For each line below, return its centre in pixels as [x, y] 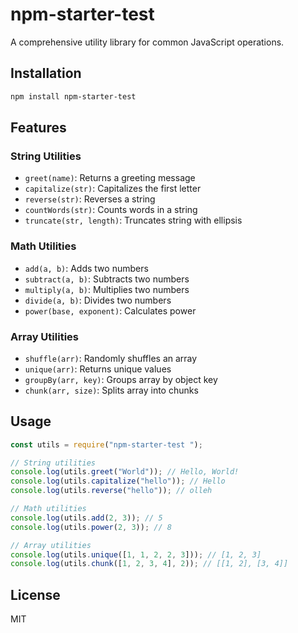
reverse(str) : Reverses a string [90, 199]
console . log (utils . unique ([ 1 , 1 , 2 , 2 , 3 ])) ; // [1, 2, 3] [136, 554]
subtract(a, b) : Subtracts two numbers [107, 279]
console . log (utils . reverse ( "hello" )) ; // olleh [111, 491]
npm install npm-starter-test [73, 96]
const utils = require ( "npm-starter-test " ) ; [106, 444]
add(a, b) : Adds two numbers [86, 268]
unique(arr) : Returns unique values [98, 369]
